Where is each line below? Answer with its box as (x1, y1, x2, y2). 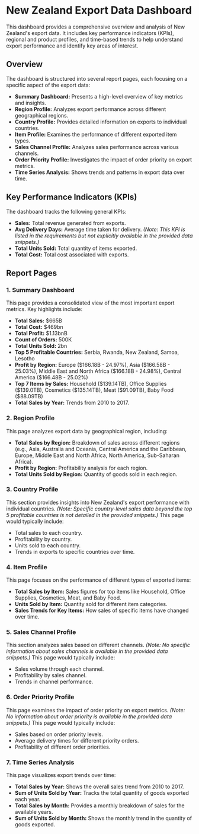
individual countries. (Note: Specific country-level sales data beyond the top (6, 505, 192, 512)
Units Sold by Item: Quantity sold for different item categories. (14, 601, 168, 608)
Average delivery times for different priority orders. (14, 737, 139, 744)
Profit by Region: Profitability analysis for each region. (14, 464, 148, 471)
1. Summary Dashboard (6, 286, 75, 294)
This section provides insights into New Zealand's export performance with (6, 499, 190, 506)
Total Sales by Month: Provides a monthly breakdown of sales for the (14, 802, 185, 809)
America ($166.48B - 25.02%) (14, 374, 88, 381)
